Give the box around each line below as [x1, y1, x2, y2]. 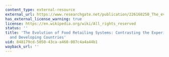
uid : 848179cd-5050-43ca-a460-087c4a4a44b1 [5, 40, 98, 45]
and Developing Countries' [10, 35, 66, 40]
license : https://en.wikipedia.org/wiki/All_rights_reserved [5, 21, 136, 26]
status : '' [5, 26, 28, 31]
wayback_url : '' [5, 44, 39, 49]
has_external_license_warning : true [5, 16, 82, 21]
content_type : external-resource [5, 7, 75, 12]
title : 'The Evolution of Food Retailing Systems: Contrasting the [5, 30, 150, 35]
